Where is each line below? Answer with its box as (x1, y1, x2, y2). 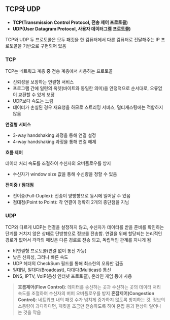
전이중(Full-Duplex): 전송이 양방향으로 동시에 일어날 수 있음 (12, 193, 131, 199)
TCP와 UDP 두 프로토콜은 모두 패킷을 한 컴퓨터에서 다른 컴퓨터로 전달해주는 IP (5, 36, 160, 42)
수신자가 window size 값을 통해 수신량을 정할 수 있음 (12, 171, 118, 177)
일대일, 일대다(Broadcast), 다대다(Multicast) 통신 (12, 267, 112, 273)
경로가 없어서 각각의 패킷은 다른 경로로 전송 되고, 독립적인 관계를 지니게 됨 (5, 237, 151, 243)
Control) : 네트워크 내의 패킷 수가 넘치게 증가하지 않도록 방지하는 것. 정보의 (17, 297, 165, 303)
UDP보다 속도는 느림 (12, 98, 54, 104)
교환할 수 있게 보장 (18, 92, 55, 98)
